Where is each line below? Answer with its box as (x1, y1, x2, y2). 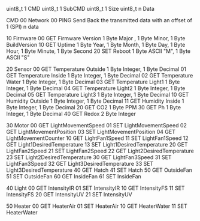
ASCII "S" (6, 54, 30, 61)
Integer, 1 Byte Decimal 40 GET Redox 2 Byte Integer (6, 110, 137, 117)
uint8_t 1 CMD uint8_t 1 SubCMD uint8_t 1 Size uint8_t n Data (6, 5, 154, 12)
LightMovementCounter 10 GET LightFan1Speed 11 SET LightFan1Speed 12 (6, 135, 189, 142)
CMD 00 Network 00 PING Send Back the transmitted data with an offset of (6, 17, 193, 23)
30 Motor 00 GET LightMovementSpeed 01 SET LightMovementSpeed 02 (6, 122, 187, 129)
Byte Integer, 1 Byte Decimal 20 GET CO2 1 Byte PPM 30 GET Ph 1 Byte (6, 104, 181, 110)
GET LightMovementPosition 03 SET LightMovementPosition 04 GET (6, 129, 175, 135)
